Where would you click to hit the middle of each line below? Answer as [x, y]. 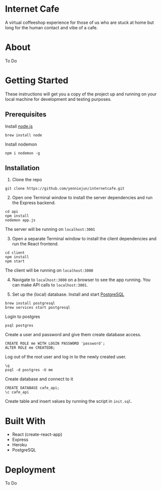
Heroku [19, 445]
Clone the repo [27, 180]
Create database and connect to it [39, 379]
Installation [22, 168]
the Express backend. [34, 203]
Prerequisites [26, 115]
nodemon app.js [20, 220]
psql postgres [19, 326]
